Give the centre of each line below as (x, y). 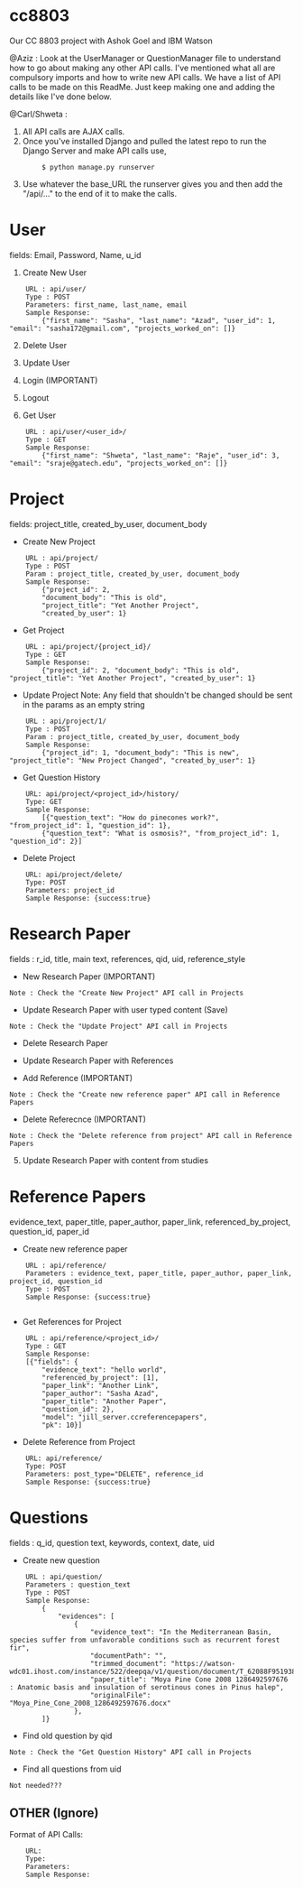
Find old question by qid (67, 1735)
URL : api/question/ (64, 1577)
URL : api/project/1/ (66, 721)
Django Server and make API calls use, (94, 151)
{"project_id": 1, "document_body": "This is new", (141, 753)
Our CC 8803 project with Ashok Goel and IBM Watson (111, 41)
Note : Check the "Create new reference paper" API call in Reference (145, 1094)
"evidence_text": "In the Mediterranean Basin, (181, 1632)
